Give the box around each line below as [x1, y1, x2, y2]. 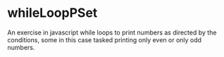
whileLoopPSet [7, 5, 98, 21]
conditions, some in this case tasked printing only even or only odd [7, 35, 202, 44]
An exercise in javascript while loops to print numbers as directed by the [7, 28, 217, 37]
